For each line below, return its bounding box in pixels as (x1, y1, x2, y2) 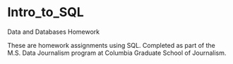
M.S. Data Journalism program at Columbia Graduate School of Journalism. (7, 49, 227, 57)
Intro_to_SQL (7, 4, 85, 20)
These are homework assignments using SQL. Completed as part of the (7, 41, 215, 49)
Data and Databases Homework (7, 27, 100, 36)
